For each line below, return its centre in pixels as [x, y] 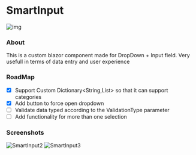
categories [28, 97]
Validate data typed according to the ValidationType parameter [92, 110]
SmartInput [35, 10]
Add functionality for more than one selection [71, 116]
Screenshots [25, 132]
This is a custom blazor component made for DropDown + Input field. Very [98, 55]
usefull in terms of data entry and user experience [68, 62]
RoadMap [20, 77]
